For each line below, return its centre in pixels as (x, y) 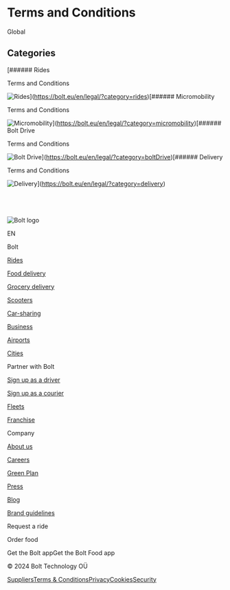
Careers (19, 459)
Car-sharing (24, 313)
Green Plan (23, 473)
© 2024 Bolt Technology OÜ (47, 566)
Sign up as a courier (35, 393)
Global (16, 32)
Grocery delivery (31, 286)
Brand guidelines (31, 512)
